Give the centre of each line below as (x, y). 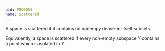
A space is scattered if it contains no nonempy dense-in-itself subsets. (78, 28)
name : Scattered (22, 14)
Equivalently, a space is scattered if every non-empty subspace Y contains (82, 38)
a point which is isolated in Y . (35, 43)
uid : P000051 (19, 10)
